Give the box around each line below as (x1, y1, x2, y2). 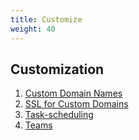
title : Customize (10, 14, 83, 25)
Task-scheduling (24, 109, 94, 121)
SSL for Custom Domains (24, 98, 129, 110)
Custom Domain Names (24, 87, 123, 100)
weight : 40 (10, 24, 56, 34)
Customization (10, 61, 105, 78)
